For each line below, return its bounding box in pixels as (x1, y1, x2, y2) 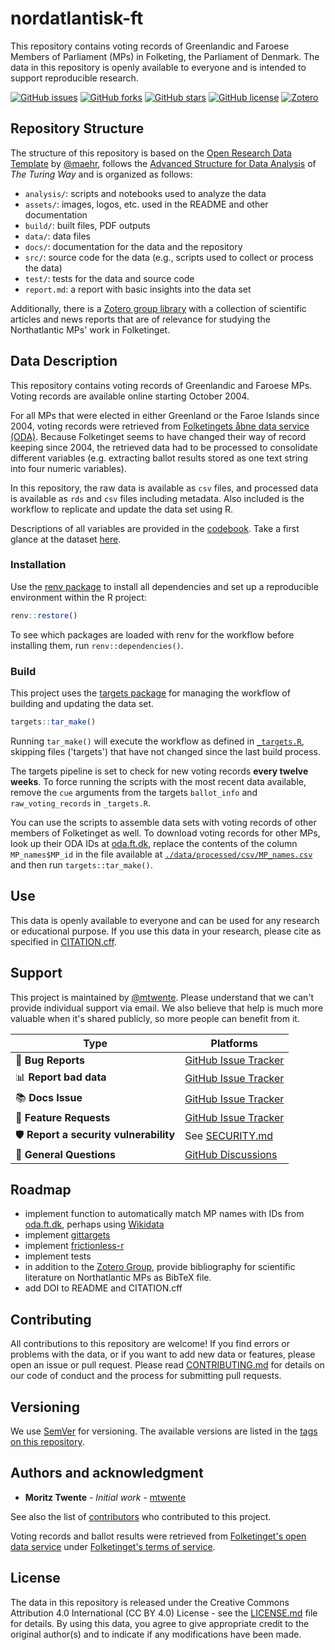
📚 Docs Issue (15, 1090, 83, 1104)
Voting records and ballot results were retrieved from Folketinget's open (10, 1530, 307, 1542)
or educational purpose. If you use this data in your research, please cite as (10, 925, 322, 937)
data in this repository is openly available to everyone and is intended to (10, 61, 307, 73)
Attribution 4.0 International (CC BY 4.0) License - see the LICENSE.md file (10, 1607, 318, 1619)
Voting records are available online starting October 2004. (10, 390, 250, 402)
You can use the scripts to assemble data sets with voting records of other (10, 816, 317, 828)
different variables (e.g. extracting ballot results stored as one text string (10, 452, 308, 464)
